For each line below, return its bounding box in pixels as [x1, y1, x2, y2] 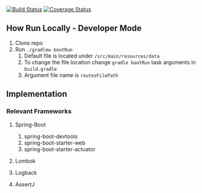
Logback [15, 169, 37, 176]
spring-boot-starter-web [24, 139, 86, 146]
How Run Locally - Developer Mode [6, 23, 142, 33]
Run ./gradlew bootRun [15, 45, 73, 53]
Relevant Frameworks [6, 107, 72, 116]
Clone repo [15, 39, 44, 47]
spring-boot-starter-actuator [24, 145, 96, 152]
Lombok [15, 157, 36, 165]
